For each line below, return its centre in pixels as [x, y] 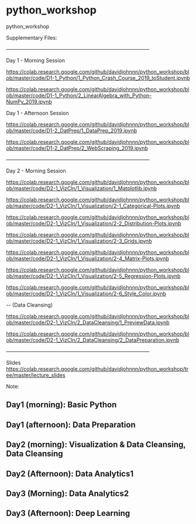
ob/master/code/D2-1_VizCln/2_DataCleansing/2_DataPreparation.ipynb [93, 340]
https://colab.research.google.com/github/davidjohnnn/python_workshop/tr [97, 368]
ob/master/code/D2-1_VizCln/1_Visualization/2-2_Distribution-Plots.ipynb [94, 223]
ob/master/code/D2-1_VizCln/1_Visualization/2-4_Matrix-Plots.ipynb [88, 258]
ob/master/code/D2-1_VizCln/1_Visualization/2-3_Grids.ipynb [79, 241]
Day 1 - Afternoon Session [37, 113]
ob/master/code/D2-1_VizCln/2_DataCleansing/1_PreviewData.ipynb [88, 322]
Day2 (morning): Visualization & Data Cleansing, [96, 445]
